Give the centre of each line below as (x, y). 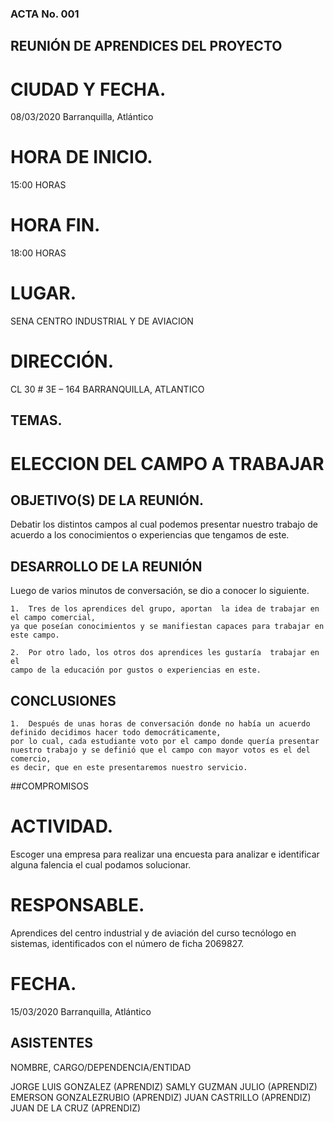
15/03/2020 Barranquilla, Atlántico (81, 1011)
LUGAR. (43, 293)
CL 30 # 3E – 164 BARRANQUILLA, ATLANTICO (107, 389)
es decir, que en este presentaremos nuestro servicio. (129, 768)
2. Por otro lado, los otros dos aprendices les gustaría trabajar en (165, 653)
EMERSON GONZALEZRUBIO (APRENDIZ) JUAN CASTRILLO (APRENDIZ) (161, 1097)
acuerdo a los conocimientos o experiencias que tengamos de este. (150, 535)
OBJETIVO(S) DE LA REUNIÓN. (107, 500)
